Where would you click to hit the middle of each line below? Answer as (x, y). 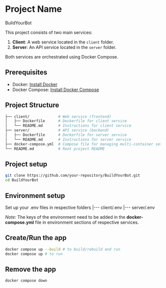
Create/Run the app (36, 238)
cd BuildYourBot (22, 180)
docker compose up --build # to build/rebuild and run (63, 249)
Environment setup (35, 196)
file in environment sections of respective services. (87, 222)
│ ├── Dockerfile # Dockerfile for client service (66, 121)
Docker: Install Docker (35, 84)
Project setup (26, 164)
